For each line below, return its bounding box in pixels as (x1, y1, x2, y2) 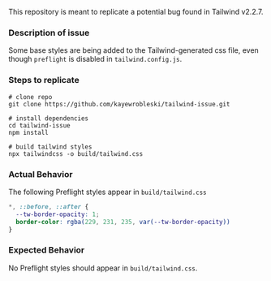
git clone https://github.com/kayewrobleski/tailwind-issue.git (8, 100, 230, 108)
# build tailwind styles (8, 142, 92, 151)
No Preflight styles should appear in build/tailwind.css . (8, 263, 198, 273)
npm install (8, 128, 49, 136)
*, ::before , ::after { (8, 202, 89, 210)
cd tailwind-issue (8, 121, 71, 129)
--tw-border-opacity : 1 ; (15, 210, 100, 218)
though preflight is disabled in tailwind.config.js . (8, 54, 183, 64)
